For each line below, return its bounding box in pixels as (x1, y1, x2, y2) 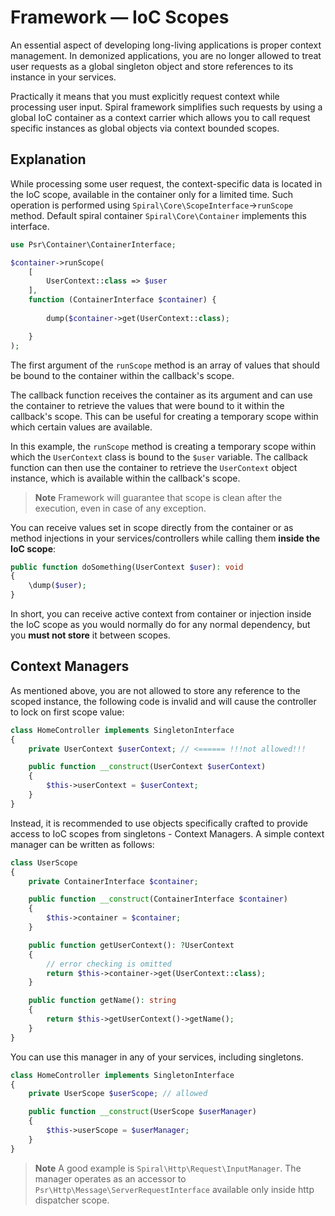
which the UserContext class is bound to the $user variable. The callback (10, 451, 309, 463)
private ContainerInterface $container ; (28, 876, 199, 886)
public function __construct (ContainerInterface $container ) (28, 894, 288, 905)
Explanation (10, 151, 87, 168)
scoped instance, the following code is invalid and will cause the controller (10, 695, 317, 707)
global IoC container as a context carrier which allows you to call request (10, 111, 311, 123)
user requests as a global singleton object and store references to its (10, 60, 294, 72)
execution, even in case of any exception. (34, 502, 207, 514)
